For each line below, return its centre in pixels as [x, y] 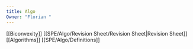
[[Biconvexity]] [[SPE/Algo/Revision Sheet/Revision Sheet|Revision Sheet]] [97, 33]
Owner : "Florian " [29, 17]
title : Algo [21, 11]
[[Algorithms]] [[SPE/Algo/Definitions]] [53, 40]
